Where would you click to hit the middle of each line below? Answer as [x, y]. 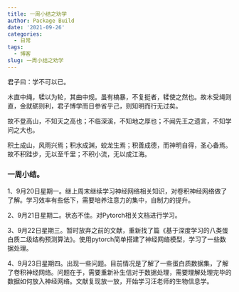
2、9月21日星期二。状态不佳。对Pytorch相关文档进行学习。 [94, 216]
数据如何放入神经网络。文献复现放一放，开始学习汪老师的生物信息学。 [110, 281]
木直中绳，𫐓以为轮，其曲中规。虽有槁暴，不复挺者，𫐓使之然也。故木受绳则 [119, 96]
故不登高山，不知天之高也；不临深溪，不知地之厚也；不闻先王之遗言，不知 [116, 121]
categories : [25, 34]
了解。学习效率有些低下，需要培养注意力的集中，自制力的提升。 [101, 200]
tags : [15, 47]
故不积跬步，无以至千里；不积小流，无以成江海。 [79, 153]
